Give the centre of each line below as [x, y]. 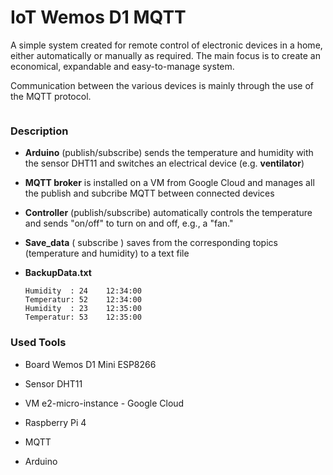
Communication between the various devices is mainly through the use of [162, 85]
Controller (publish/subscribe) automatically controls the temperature [168, 213]
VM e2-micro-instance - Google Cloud [104, 403]
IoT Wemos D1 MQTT [98, 17]
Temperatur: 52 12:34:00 [83, 300]
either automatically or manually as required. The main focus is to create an [165, 55]
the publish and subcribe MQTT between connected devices [149, 193]
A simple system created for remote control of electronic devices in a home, [166, 45]
